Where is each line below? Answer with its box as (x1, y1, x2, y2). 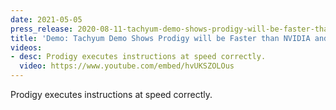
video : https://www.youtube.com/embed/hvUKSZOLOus (19, 61, 235, 71)
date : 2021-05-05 (10, 14, 83, 25)
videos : (10, 42, 43, 53)
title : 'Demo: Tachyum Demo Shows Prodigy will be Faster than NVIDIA (10, 33, 311, 43)
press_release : (10, 24, 74, 34)
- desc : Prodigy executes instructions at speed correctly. (10, 52, 267, 62)
